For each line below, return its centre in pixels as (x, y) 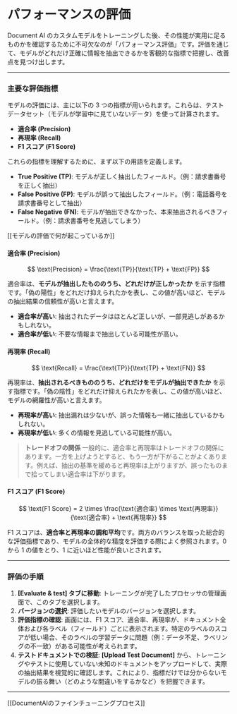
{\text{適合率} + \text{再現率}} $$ (119, 517)
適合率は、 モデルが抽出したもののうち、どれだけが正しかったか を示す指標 (116, 284)
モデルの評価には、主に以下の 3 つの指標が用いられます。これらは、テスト (116, 105)
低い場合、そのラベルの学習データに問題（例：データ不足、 (116, 637)
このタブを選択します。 (70, 602)
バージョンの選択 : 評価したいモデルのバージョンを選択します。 (108, 611)
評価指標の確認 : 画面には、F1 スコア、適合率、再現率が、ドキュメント (119, 620)
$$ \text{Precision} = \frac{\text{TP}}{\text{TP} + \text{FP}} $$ (119, 270)
